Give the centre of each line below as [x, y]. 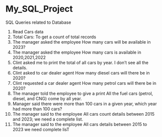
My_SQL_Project [39, 9]
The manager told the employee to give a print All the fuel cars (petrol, [83, 93]
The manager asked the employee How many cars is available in [77, 52]
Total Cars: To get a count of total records [54, 37]
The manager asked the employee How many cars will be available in [81, 42]
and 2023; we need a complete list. [48, 119]
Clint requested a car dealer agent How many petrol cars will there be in [84, 83]
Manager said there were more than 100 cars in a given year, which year [85, 104]
